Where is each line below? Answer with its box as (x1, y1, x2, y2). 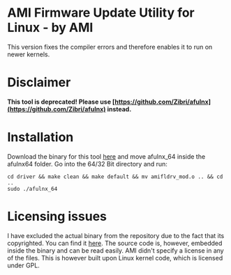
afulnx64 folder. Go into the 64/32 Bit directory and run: (7, 159, 167, 168)
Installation (7, 129, 74, 146)
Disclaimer (7, 74, 71, 91)
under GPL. (7, 261, 40, 269)
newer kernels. (7, 50, 50, 58)
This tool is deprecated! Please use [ (7, 97, 115, 106)
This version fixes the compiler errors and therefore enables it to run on (7, 42, 213, 51)
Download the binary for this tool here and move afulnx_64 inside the (7, 152, 206, 161)
